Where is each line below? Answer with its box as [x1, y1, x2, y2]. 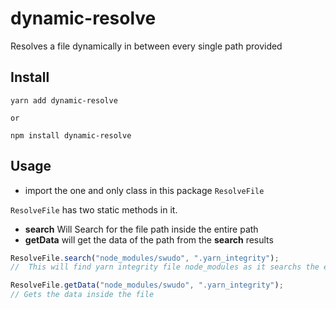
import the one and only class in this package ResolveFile [24, 184, 265, 196]
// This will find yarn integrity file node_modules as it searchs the [10, 262, 320, 272]
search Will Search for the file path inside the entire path [24, 223, 259, 235]
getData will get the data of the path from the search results [24, 233, 274, 246]
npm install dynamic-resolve [10, 130, 132, 141]
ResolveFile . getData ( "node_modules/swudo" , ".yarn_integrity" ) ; [10, 280, 284, 291]
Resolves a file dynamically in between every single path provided [10, 40, 283, 52]
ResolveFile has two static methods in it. [10, 203, 178, 216]
